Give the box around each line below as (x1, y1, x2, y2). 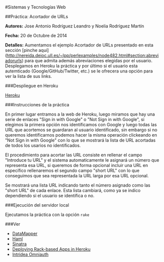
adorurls (5, 58, 22, 63)
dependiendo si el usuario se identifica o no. (5, 193, 94, 198)
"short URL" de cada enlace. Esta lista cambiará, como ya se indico (5, 188, 141, 193)
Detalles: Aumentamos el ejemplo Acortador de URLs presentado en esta (5, 42, 154, 48)
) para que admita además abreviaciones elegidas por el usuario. (22, 58, 153, 63)
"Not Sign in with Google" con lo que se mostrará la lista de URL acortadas (5, 137, 156, 143)
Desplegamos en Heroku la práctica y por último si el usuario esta (5, 63, 138, 69)
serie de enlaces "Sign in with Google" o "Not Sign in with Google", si (5, 117, 144, 122)
